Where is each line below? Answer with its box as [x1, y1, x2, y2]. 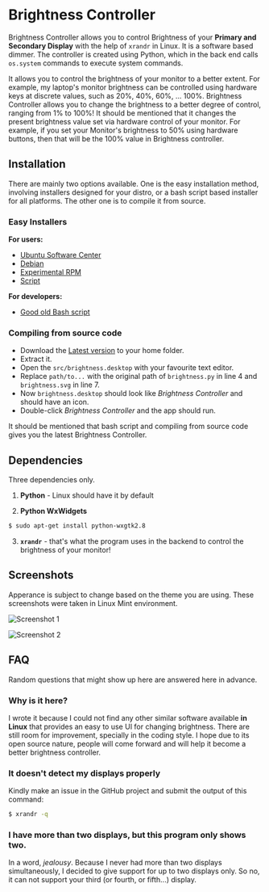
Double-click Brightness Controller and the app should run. [19, 406, 216, 415]
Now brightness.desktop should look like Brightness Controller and [19, 389, 243, 398]
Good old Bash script [19, 307, 90, 317]
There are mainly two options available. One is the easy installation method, [8, 179, 259, 188]
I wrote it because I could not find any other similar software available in [8, 713, 247, 722]
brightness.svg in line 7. [19, 380, 100, 389]
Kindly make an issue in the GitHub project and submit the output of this [8, 786, 247, 796]
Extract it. [19, 354, 52, 364]
